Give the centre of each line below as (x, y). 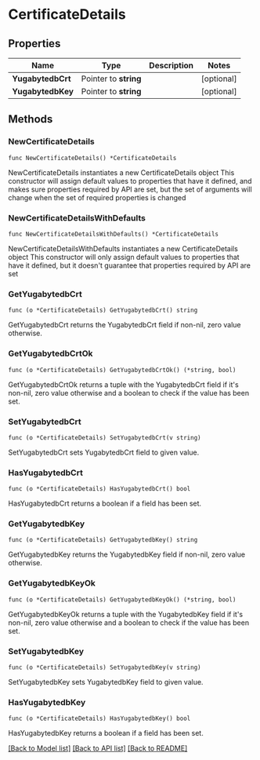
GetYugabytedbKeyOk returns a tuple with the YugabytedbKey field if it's (126, 614)
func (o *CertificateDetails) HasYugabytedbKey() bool (99, 719)
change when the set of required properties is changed (97, 197)
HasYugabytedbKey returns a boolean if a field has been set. (106, 733)
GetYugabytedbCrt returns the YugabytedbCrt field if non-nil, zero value (125, 325)
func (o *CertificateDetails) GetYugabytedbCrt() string (103, 311)
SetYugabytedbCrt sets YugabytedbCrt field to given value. (104, 452)
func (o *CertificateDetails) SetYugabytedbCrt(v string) (105, 437)
